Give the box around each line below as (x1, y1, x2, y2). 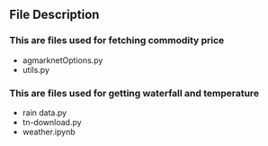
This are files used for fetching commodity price (9, 34, 225, 47)
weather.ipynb (22, 126, 76, 137)
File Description (9, 7, 100, 23)
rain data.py (22, 107, 67, 118)
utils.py (22, 64, 50, 75)
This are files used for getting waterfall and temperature (9, 87, 259, 99)
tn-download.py (22, 116, 83, 127)
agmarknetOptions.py (22, 54, 103, 66)
